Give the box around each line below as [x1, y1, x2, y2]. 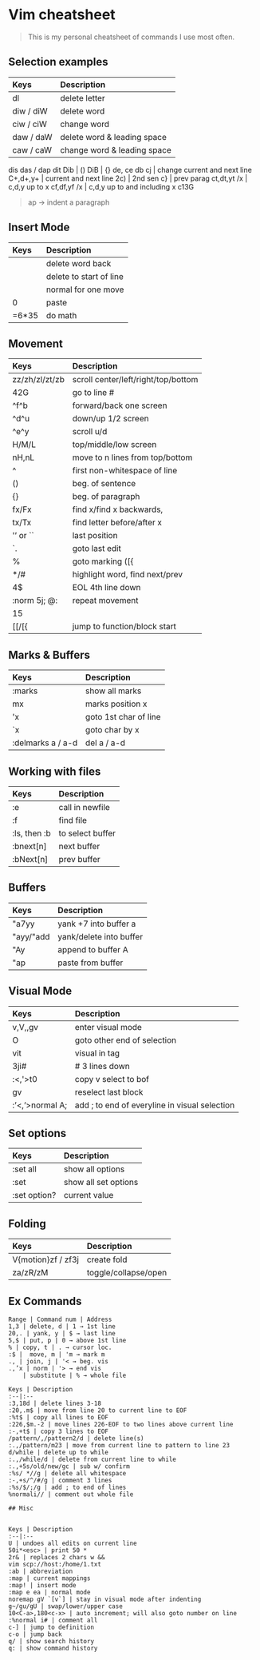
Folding [8, 1217, 46, 1231]
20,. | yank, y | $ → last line [8, 1330, 116, 1338]
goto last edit [72, 543, 121, 554]
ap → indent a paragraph [27, 198, 110, 207]
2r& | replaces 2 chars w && [8, 1554, 105, 1562]
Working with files [8, 764, 101, 778]
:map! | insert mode [8, 1582, 77, 1590]
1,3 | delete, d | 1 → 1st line [8, 1323, 116, 1331]
